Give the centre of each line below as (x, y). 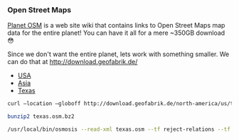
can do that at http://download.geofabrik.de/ (73, 62)
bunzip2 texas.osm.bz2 (41, 117)
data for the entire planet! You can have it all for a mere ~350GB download (116, 33)
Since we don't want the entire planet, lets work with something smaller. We (118, 54)
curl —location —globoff (44, 104)
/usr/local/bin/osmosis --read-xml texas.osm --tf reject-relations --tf (119, 129)
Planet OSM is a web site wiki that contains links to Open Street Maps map (116, 26)
